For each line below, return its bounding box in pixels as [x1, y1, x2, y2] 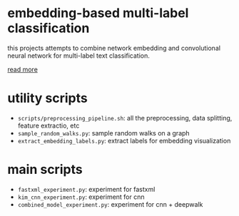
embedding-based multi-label [7, 5, 189, 21]
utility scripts [7, 91, 88, 106]
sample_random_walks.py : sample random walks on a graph [17, 128, 190, 137]
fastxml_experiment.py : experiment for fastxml [17, 185, 156, 193]
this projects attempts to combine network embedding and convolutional [7, 43, 221, 52]
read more [7, 65, 38, 73]
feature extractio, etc [17, 121, 80, 130]
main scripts [7, 162, 83, 178]
